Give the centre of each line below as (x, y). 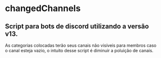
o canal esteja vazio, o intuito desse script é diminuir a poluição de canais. (79, 51)
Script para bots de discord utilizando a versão (77, 26)
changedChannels (43, 8)
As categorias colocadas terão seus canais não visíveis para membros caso (81, 45)
